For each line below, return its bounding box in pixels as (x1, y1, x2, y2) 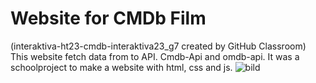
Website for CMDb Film (10, 7, 207, 30)
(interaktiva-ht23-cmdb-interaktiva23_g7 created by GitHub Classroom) (10, 40, 307, 52)
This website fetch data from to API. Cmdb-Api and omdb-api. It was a (10, 50, 300, 62)
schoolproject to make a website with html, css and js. (10, 61, 233, 73)
